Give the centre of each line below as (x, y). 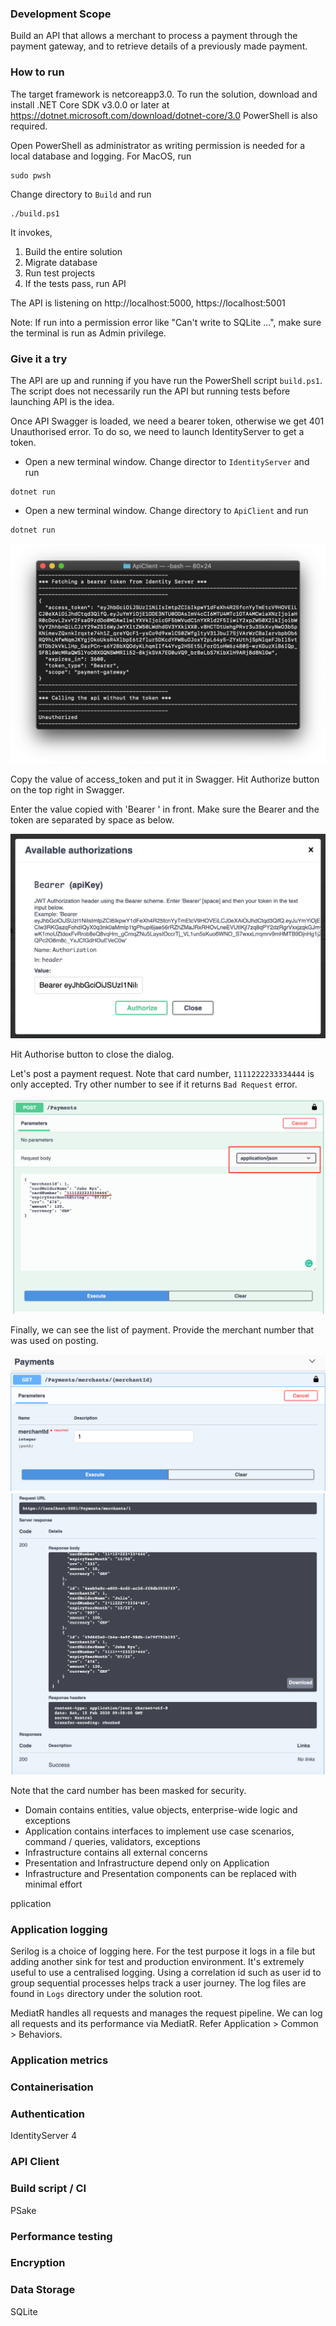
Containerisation (52, 2087)
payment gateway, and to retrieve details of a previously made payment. (159, 46)
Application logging (59, 1929)
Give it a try (39, 359)
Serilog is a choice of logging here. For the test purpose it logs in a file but (163, 1951)
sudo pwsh (31, 175)
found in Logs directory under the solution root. (106, 1994)
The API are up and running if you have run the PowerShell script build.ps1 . (166, 380)
